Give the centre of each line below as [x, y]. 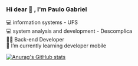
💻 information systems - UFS [42, 22]
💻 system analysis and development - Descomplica [69, 31]
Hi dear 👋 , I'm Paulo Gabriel [47, 9]
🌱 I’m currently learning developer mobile [56, 46]
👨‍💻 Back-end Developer [35, 40]
